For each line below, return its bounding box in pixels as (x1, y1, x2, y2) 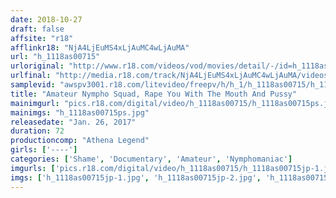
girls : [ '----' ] (10, 145, 78, 155)
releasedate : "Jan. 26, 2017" (10, 117, 137, 127)
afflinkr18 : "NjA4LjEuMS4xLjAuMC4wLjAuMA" (10, 42, 190, 53)
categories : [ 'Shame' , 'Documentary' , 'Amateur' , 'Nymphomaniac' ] (10, 154, 293, 164)
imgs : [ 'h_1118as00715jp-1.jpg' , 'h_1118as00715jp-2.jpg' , (10, 172, 262, 183)
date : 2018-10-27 (10, 14, 83, 25)
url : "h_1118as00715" (10, 52, 101, 62)
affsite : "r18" (10, 33, 74, 43)
